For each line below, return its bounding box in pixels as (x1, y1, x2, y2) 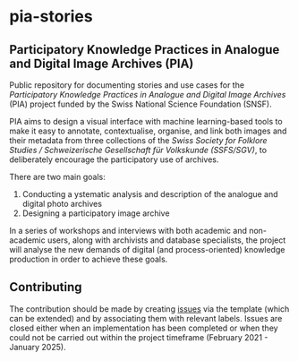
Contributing (9, 279, 82, 295)
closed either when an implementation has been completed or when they (9, 322, 279, 333)
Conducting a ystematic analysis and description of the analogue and (21, 189, 279, 199)
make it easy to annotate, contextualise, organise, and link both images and (9, 125, 287, 136)
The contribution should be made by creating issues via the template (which (9, 303, 290, 314)
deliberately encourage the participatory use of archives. (9, 154, 219, 165)
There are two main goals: (9, 172, 106, 182)
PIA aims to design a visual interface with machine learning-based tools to (9, 116, 284, 126)
